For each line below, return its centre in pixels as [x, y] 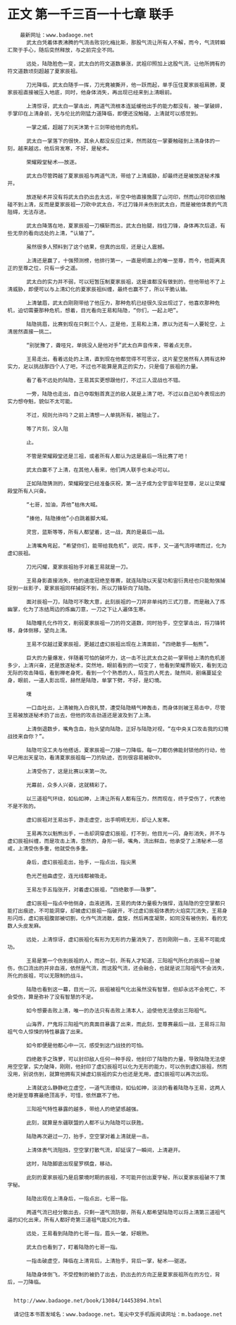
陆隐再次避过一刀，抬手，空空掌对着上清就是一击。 [89, 1136]
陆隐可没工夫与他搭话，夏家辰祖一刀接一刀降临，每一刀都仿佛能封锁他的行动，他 [125, 750]
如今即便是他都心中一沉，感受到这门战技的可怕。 [86, 1045]
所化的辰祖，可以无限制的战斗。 [47, 975]
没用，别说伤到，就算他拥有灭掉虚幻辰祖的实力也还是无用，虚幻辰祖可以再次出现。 [110, 1074]
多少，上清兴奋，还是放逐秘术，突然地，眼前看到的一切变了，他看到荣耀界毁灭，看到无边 [117, 665]
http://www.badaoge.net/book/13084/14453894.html [88, 1300]
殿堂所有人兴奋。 [29, 491]
